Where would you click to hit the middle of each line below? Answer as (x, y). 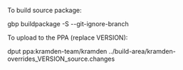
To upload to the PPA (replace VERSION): (68, 37)
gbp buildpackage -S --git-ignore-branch (68, 24)
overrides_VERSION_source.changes (61, 59)
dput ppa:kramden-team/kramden (57, 51)
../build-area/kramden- (142, 51)
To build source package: (45, 10)
